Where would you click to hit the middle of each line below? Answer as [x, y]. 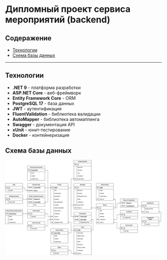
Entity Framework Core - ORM [44, 98]
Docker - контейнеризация [41, 135]
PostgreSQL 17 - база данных [43, 103]
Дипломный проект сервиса [68, 9]
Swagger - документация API [43, 124]
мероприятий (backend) [58, 20]
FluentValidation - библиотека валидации [56, 114]
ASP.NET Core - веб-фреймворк [46, 92]
